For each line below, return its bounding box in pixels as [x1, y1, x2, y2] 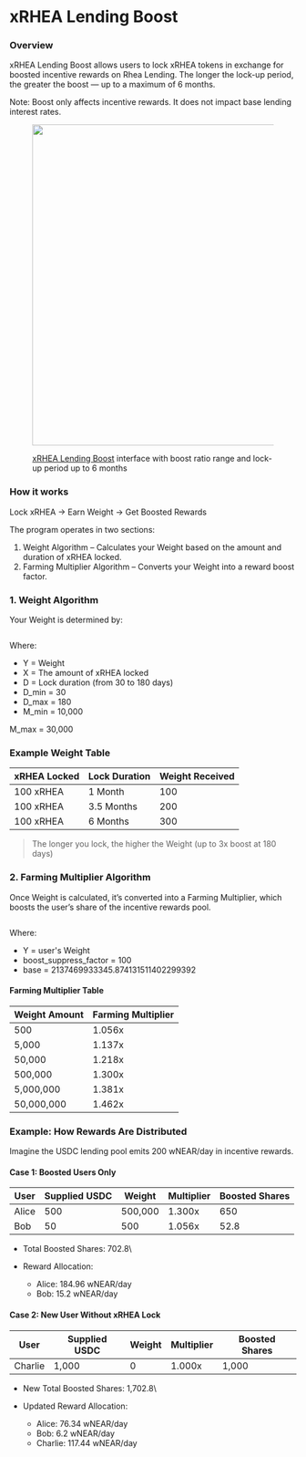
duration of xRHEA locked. [22, 551, 122, 562]
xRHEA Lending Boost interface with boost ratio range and [32, 453, 251, 464]
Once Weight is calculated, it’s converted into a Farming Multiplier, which [9, 891, 282, 902]
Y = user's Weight [22, 944, 91, 955]
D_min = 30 [22, 687, 66, 698]
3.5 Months [87, 800, 138, 813]
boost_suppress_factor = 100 [22, 954, 132, 965]
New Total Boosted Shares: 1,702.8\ [22, 1382, 157, 1393]
